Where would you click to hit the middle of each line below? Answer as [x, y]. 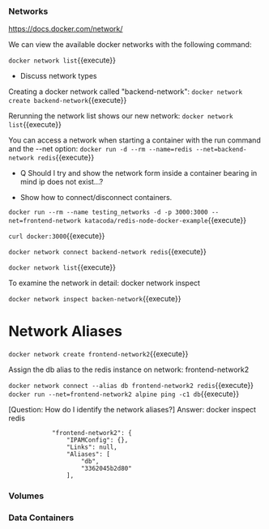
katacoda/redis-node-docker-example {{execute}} [166, 220]
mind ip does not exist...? [62, 182]
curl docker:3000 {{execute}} [57, 236]
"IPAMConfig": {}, [97, 440]
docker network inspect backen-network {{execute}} [95, 299]
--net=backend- [221, 150]
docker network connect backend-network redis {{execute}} [107, 252]
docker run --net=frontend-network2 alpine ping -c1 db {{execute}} [124, 394]
